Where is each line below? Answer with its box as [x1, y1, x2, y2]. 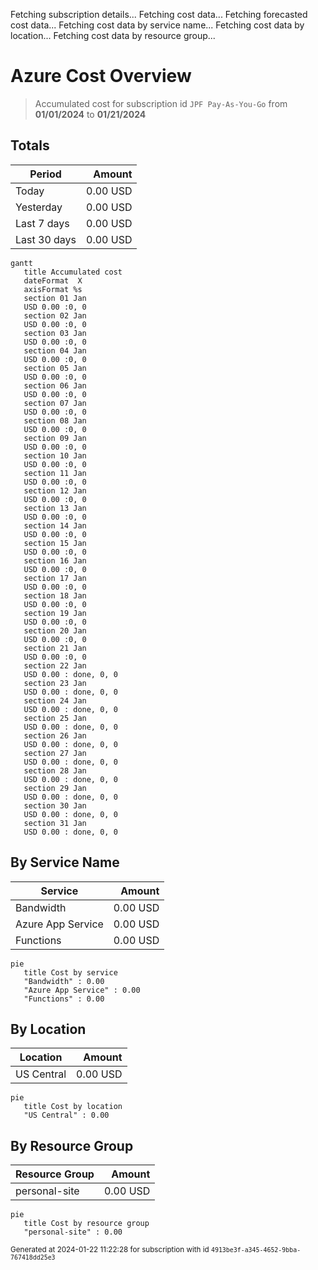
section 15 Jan [23, 538, 87, 548]
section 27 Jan [23, 748, 87, 758]
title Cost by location [23, 1102, 123, 1112]
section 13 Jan [23, 503, 87, 513]
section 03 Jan [23, 328, 87, 338]
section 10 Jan [23, 450, 87, 461]
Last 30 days [15, 232, 77, 246]
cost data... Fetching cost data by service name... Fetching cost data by [10, 19, 305, 31]
